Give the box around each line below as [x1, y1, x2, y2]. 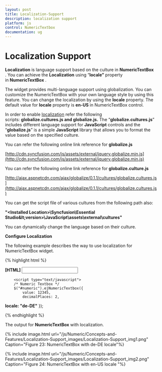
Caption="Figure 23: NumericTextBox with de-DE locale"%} [5, 341, 125, 347]
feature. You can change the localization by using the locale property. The [5, 97, 154, 103]
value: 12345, [22, 290, 51, 295]
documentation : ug [5, 30, 42, 35]
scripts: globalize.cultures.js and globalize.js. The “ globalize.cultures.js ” [5, 116, 155, 122]
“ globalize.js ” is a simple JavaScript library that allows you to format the [5, 127, 151, 133]
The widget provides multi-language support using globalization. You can [5, 86, 152, 92]
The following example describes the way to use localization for [5, 243, 132, 248]
